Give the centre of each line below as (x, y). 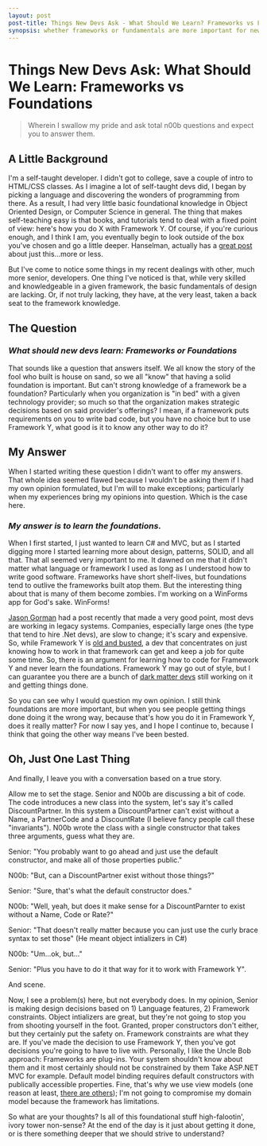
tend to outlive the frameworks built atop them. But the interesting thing (125, 585)
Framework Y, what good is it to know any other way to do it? (108, 427)
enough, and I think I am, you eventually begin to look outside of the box (126, 237)
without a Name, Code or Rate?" (61, 914)
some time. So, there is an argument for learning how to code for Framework (133, 660)
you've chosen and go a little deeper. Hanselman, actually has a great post (130, 246)
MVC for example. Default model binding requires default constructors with (131, 1076)
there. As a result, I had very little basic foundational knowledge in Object (128, 203)
